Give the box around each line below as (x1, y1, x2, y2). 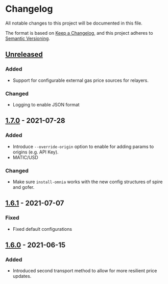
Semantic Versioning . (5, 35, 50, 41)
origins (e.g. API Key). (12, 149, 59, 155)
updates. (12, 273, 32, 279)
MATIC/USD (12, 154, 38, 160)
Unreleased (5, 50, 43, 59)
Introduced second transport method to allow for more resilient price (12, 268, 157, 274)
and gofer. (12, 184, 35, 190)
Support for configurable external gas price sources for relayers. (12, 77, 149, 83)
